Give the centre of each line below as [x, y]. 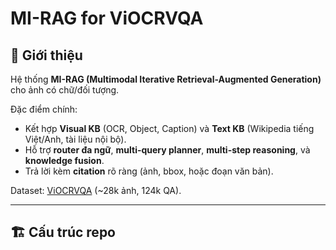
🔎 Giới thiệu [46, 55]
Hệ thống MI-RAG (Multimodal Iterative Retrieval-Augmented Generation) [166, 79]
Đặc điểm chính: [44, 109]
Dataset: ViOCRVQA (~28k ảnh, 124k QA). [96, 190]
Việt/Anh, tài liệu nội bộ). [75, 139]
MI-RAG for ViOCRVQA [107, 18]
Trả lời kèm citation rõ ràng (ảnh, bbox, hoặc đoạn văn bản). [149, 171]
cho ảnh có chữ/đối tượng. [65, 90]
